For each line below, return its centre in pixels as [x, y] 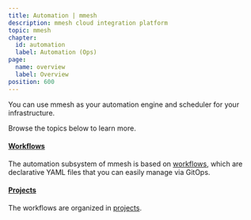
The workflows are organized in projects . [75, 207]
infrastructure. [32, 112]
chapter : [23, 38]
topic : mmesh [30, 30]
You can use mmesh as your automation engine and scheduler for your [124, 104]
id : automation [40, 45]
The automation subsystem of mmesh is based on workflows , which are [125, 164]
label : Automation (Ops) [56, 52]
